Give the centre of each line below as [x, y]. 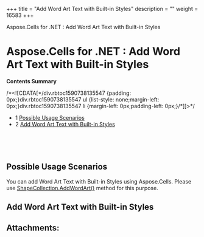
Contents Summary [31, 81]
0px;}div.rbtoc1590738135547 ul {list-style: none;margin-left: [83, 99]
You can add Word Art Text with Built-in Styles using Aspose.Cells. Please [99, 181]
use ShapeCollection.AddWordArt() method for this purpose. [82, 188]
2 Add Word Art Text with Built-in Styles [65, 124]
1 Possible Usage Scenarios [50, 117]
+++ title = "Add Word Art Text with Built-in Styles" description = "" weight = [102, 9]
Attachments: [33, 228]
